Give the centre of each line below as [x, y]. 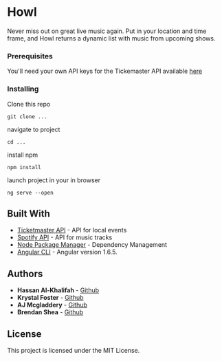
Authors [25, 273]
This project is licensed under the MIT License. [74, 350]
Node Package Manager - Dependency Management [92, 245]
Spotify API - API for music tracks [65, 237]
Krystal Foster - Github [50, 298]
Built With [29, 214]
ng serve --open [30, 193]
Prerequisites [30, 56]
